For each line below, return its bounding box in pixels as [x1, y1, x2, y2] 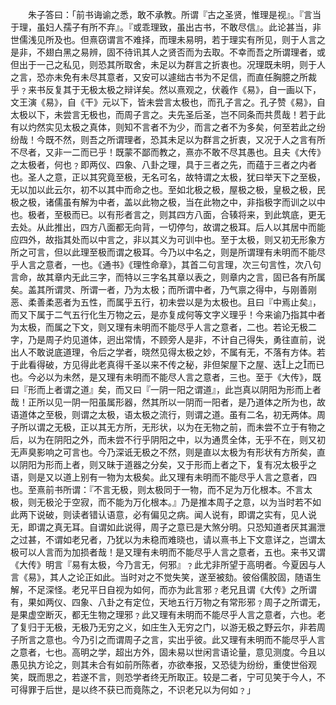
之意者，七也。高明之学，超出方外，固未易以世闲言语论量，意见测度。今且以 [10, 646, 326, 658]
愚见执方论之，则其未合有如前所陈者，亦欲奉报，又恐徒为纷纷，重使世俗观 [10, 659, 317, 670]
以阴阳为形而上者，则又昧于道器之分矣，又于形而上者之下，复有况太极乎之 [10, 459, 317, 470]
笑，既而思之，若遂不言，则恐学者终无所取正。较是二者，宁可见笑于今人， [10, 671, 317, 683]
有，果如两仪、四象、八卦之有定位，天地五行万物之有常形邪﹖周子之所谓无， [10, 596, 326, 608]
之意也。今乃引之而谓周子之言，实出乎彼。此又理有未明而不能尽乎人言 [36, 634, 326, 645]
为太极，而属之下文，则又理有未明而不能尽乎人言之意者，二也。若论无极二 [10, 321, 317, 333]
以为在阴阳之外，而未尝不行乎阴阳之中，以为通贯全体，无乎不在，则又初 [27, 434, 326, 445]
